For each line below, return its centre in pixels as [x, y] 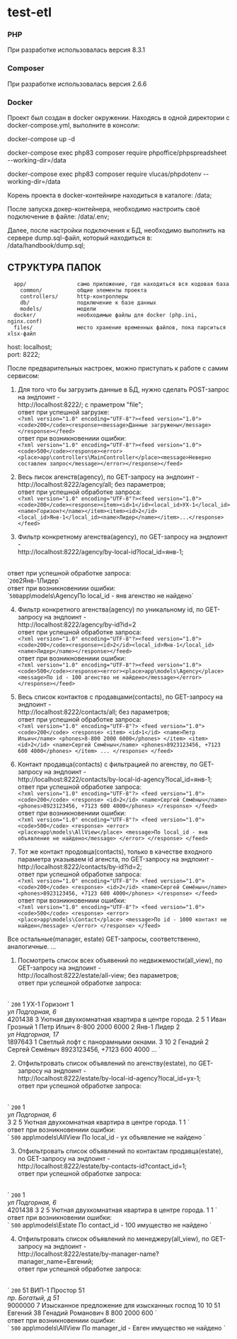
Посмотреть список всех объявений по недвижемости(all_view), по [120, 960]
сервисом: [24, 375]
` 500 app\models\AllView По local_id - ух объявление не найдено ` [106, 1137]
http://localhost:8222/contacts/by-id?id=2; [80, 866]
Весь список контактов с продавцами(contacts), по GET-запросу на [120, 697]
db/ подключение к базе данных [88, 302]
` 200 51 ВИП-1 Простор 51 [46, 1290]
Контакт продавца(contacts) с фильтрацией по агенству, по [108, 764]
